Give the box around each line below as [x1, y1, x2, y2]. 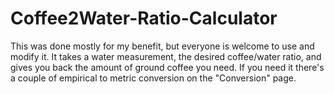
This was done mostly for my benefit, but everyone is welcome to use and [10, 40, 315, 52]
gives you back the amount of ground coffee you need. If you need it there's [10, 61, 325, 73]
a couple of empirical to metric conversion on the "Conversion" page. [10, 72, 297, 84]
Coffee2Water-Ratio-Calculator [10, 7, 278, 30]
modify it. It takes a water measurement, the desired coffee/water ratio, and [10, 50, 322, 62]
